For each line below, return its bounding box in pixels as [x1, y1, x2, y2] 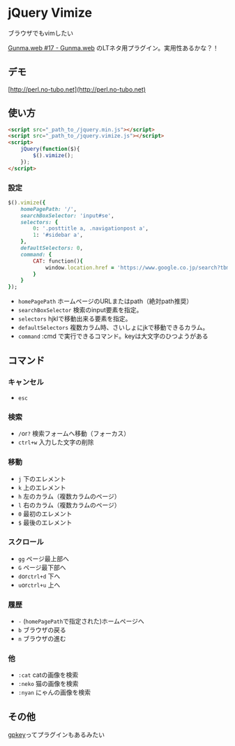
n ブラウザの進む [17, 634, 66, 643]
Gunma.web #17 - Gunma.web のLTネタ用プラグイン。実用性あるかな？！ [8, 43, 219, 52]
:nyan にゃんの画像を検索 [17, 688, 91, 696]
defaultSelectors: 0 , [20, 244, 83, 252]
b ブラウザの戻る [17, 626, 66, 634]
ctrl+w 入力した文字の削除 [17, 438, 94, 446]
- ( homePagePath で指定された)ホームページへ [17, 617, 145, 626]
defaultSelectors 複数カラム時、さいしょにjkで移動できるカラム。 [17, 323, 209, 332]
